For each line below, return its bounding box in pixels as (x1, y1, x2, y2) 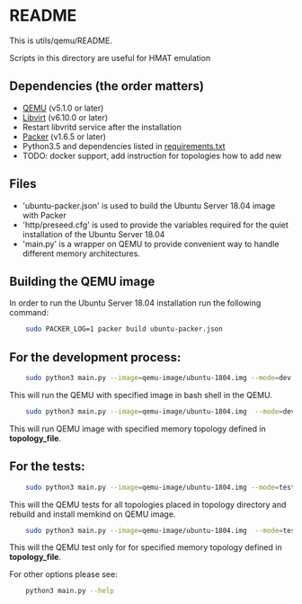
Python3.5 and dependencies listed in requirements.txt (22, 140, 226, 151)
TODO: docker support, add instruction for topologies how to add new (22, 150, 282, 161)
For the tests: (9, 459, 85, 475)
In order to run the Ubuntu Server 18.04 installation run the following (9, 298, 262, 308)
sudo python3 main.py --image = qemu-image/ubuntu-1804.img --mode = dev (25, 374, 292, 383)
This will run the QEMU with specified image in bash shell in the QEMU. (9, 389, 272, 400)
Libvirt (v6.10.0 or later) (22, 111, 109, 122)
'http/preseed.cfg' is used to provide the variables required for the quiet (22, 219, 289, 230)
